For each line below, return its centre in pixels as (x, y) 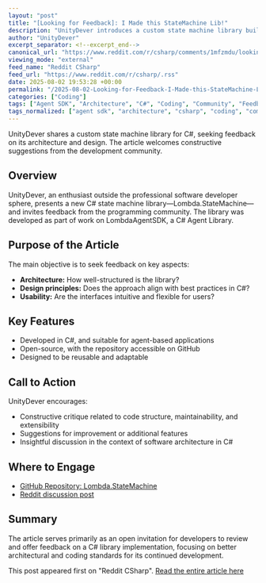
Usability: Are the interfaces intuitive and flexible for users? (117, 296)
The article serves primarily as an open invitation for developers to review (128, 538)
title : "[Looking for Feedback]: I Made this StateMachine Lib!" (118, 23)
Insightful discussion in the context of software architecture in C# (126, 442)
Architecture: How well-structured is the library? (99, 279)
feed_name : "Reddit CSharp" (55, 67)
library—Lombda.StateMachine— (200, 203)
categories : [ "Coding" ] (47, 97)
